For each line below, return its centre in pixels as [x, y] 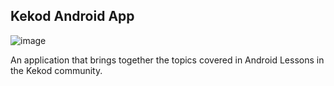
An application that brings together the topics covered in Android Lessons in [167, 60]
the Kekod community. [56, 70]
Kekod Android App [72, 16]
